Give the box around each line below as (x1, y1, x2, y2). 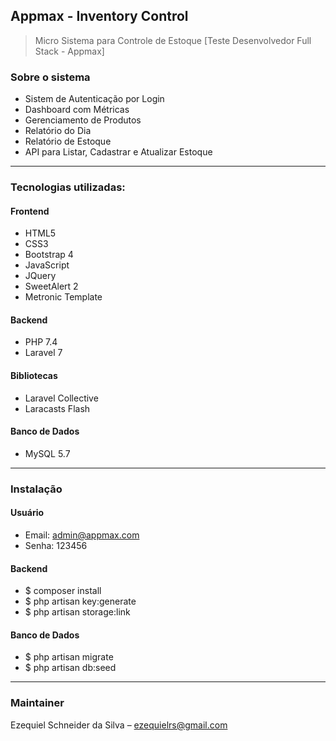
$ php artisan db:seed (24, 662, 117, 674)
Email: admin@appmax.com (24, 529, 140, 541)
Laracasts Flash (24, 402, 91, 414)
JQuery (24, 270, 57, 282)
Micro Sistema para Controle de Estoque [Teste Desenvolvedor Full (34, 34, 312, 46)
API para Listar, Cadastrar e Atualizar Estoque (24, 146, 213, 158)
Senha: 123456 (24, 539, 88, 551)
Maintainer (10, 696, 65, 710)
